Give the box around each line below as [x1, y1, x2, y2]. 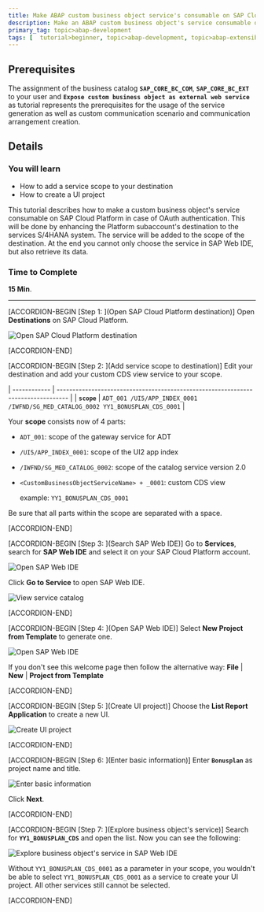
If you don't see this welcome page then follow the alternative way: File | [8, 662, 244, 672]
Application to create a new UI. [8, 710, 110, 719]
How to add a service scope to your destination [19, 181, 174, 191]
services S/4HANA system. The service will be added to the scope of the [8, 230, 245, 239]
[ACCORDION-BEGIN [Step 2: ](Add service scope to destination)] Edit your [8, 361, 254, 371]
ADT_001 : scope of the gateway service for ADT [19, 432, 171, 442]
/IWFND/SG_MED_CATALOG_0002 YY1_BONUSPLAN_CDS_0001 [8, 403, 181, 411]
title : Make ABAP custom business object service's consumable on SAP [8, 11, 244, 20]
